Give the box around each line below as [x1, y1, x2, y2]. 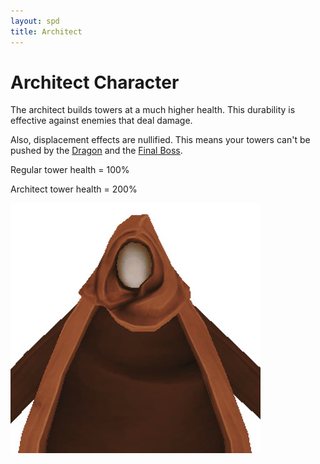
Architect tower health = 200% [10, 183, 138, 195]
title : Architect [10, 26, 83, 37]
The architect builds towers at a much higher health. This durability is [10, 104, 296, 116]
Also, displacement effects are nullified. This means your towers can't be [10, 134, 311, 146]
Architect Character [10, 71, 180, 94]
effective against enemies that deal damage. [10, 115, 193, 127]
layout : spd [10, 16, 60, 26]
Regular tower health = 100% [10, 164, 130, 176]
